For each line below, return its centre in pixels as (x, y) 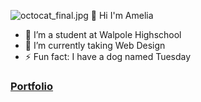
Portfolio (32, 86)
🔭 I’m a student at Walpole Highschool (103, 34)
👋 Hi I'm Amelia (122, 15)
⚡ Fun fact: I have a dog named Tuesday (108, 56)
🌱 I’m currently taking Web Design (95, 45)
